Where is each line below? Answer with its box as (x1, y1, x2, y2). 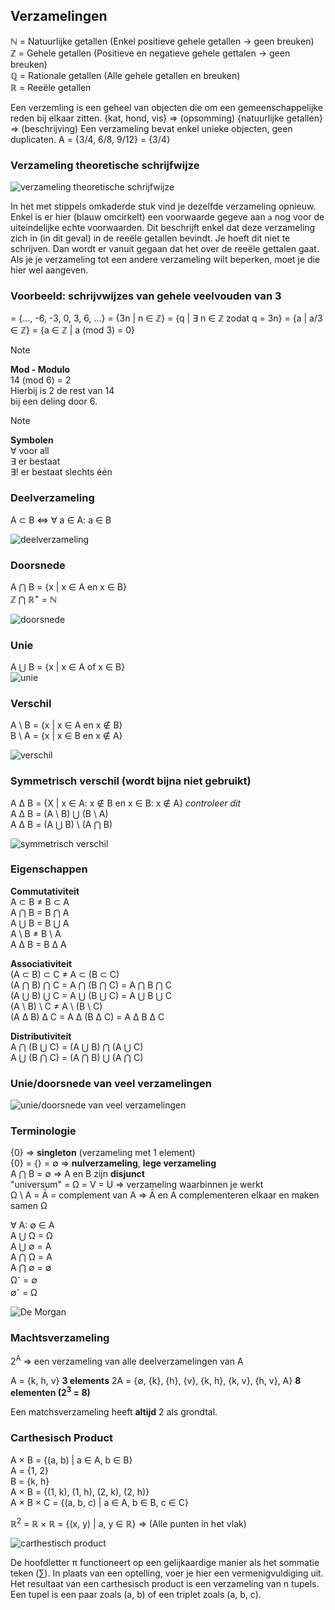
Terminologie (10, 1124, 77, 1138)
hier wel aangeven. (10, 264, 89, 276)
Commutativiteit (10, 885, 80, 897)
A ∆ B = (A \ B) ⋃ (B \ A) (10, 807, 109, 819)
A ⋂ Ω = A (10, 1251, 53, 1263)
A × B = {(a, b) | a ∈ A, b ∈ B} (10, 1454, 133, 1466)
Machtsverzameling (10, 1330, 110, 1344)
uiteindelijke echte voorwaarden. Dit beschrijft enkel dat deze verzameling (10, 222, 316, 234)
